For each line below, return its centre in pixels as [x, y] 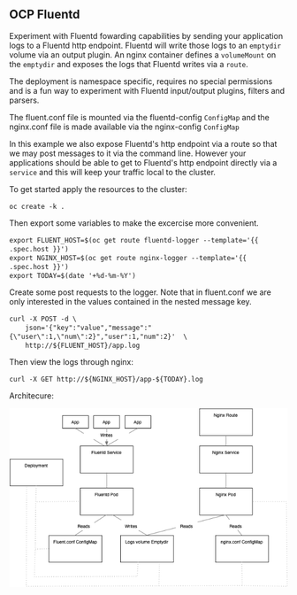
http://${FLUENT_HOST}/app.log [83, 345]
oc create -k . [37, 206]
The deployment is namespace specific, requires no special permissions [141, 81]
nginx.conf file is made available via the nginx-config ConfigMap [125, 127]
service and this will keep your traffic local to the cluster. [113, 172]
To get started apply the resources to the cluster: [98, 189]
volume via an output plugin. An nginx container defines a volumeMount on [143, 54]
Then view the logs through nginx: [72, 361]
